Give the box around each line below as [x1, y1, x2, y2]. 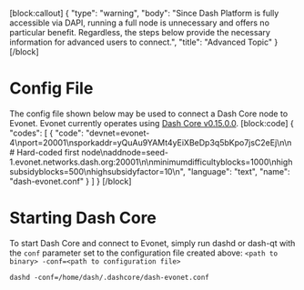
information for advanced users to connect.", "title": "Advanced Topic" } [9, 36, 279, 47]
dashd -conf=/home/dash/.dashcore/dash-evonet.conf [9, 273, 209, 282]
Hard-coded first [16, 146, 80, 157]
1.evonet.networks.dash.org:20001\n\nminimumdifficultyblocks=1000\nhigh [9, 156, 293, 167]
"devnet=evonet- [86, 127, 150, 138]
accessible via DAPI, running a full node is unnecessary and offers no [9, 17, 270, 28]
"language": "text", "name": [187, 165, 290, 176]
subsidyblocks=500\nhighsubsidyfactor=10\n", [9, 165, 187, 176]
